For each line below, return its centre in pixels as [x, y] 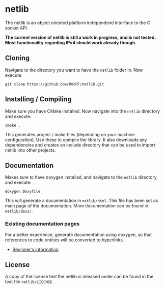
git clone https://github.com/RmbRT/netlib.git [55, 84]
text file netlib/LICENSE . [29, 282]
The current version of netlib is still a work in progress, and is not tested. [81, 37]
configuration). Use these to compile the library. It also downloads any [76, 140]
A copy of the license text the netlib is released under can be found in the [79, 277]
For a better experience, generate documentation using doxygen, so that [79, 234]
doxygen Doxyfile [23, 192]
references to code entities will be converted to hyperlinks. [65, 240]
